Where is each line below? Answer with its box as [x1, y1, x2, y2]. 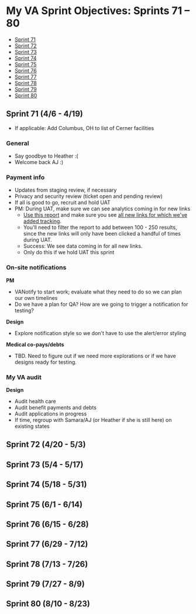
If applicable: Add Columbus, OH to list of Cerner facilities [14, 124, 154, 131]
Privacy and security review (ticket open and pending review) [14, 193, 163, 200]
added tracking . [23, 218, 61, 225]
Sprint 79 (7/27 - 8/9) [6, 579, 85, 589]
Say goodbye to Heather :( [14, 152, 78, 159]
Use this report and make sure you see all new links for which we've [23, 212, 188, 219]
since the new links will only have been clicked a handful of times [23, 230, 181, 237]
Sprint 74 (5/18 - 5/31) [6, 479, 87, 490]
